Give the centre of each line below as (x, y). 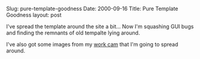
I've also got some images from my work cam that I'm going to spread (92, 44)
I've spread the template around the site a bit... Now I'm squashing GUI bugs (100, 27)
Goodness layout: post (34, 15)
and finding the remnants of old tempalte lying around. (73, 33)
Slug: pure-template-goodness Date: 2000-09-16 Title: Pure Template (92, 9)
